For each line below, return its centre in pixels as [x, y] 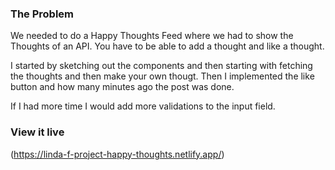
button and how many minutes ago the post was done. [122, 87]
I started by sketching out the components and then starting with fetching [161, 66]
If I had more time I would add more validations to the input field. [143, 106]
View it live [37, 132]
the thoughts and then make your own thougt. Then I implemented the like [162, 76]
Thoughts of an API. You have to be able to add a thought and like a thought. [167, 46]
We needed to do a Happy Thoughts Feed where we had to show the [152, 36]
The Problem [42, 14]
